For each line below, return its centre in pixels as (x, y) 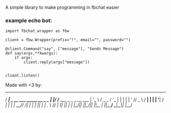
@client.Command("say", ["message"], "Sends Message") (65, 49)
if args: (24, 58)
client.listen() (22, 76)
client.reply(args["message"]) (57, 62)
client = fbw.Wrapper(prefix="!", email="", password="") (68, 40)
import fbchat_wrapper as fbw (37, 31)
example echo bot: (29, 20)
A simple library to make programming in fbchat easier (62, 7)
